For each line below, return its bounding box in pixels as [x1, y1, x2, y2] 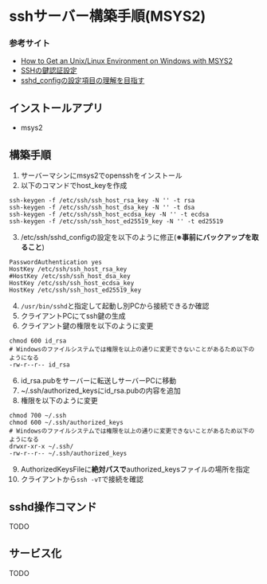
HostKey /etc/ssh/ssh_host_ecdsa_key [9, 280, 135, 288]
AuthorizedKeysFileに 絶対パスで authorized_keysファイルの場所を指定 [20, 464, 250, 474]
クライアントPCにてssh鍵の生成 [20, 312, 126, 321]
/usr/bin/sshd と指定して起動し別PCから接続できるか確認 [20, 301, 210, 311]
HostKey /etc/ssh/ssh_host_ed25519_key [9, 286, 142, 295]
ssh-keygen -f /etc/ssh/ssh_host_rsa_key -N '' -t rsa [9, 197, 195, 205]
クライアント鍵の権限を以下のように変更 [20, 321, 154, 331]
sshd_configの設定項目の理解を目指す [20, 76, 145, 85]
